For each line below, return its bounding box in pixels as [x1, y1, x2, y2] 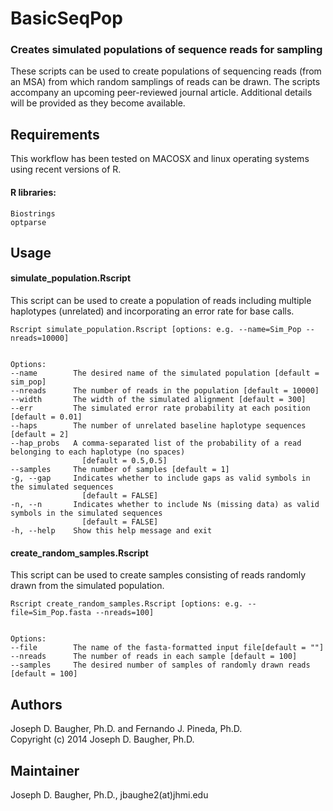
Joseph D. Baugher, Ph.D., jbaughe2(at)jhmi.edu [10, 788, 209, 801]
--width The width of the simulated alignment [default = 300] [10, 395, 307, 405]
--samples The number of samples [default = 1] [10, 465, 230, 475]
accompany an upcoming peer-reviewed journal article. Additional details [10, 87, 313, 99]
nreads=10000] [10, 333, 70, 344]
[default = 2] [10, 430, 70, 440]
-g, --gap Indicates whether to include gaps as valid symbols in [10, 473, 311, 484]
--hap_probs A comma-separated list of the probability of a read [10, 438, 302, 449]
